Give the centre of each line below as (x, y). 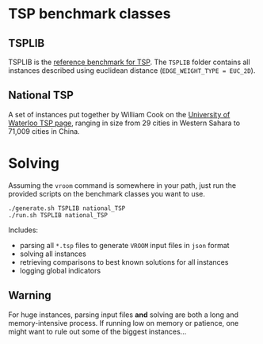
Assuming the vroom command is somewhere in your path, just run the (122, 185)
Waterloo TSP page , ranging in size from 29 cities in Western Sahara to (124, 123)
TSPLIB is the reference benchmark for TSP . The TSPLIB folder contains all (130, 62)
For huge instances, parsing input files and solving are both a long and (124, 315)
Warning (30, 295)
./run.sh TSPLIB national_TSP (58, 215)
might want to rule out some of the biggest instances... (97, 331)
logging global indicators (60, 270)
